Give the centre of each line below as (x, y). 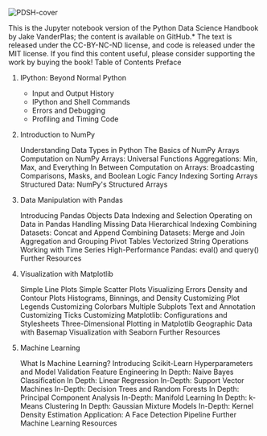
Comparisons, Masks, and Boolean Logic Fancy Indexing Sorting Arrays (139, 176)
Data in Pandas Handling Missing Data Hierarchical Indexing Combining (138, 224)
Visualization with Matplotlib (67, 274)
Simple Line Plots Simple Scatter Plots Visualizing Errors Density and (133, 289)
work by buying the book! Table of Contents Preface (95, 62)
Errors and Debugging (69, 110)
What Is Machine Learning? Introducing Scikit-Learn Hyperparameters (136, 363)
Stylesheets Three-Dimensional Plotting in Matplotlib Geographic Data (136, 323)
